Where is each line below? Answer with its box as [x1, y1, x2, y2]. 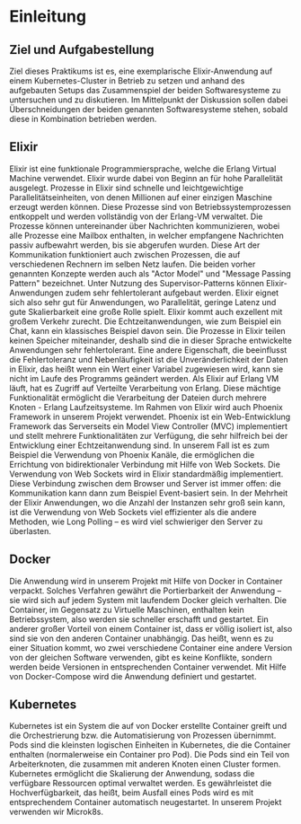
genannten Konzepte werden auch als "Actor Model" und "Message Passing [9, 267, 292, 279]
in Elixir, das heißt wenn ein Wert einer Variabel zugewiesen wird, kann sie [9, 364, 284, 374]
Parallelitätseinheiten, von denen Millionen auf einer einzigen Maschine [9, 191, 272, 203]
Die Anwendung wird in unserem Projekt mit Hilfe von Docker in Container [9, 575, 283, 586]
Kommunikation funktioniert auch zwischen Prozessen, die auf [9, 249, 241, 259]
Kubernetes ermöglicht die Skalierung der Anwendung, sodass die [9, 768, 255, 779]
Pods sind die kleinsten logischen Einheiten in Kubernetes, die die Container [9, 740, 291, 750]
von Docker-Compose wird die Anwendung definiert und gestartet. [9, 671, 257, 681]
